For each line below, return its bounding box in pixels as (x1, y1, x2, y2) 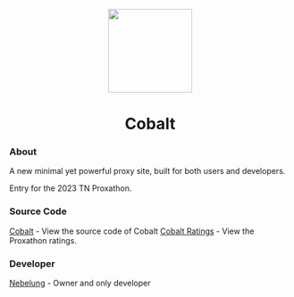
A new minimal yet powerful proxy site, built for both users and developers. (9, 166, 286, 177)
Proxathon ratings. (9, 235, 78, 245)
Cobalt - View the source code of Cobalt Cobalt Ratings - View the (9, 226, 255, 236)
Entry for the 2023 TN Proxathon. (9, 183, 132, 194)
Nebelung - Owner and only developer (9, 277, 151, 289)
